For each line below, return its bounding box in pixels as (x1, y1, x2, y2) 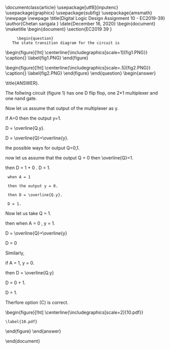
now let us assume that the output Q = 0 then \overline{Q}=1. (5, 155, 134, 160)
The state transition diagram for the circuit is (12, 40, 120, 45)
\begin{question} (16, 36, 54, 41)
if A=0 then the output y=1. (5, 115, 61, 121)
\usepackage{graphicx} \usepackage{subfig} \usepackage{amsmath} (5, 10, 152, 16)
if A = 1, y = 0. (5, 260, 35, 266)
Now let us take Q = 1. (5, 211, 52, 216)
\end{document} (5, 338, 40, 344)
